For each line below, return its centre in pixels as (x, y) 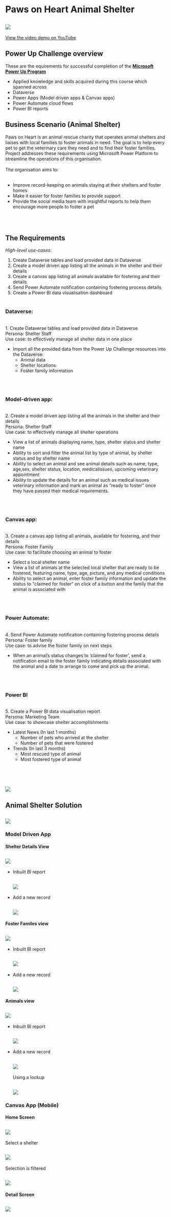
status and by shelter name (41, 458)
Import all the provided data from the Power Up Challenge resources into (89, 349)
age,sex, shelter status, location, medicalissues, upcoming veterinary (86, 469)
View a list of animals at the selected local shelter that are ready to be (86, 568)
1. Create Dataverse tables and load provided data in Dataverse (71, 328)
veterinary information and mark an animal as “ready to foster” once (84, 486)
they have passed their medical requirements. (61, 491)
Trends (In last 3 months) (39, 748)
